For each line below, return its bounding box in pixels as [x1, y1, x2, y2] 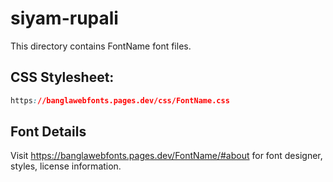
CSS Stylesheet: [10, 69, 115, 86]
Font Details [10, 123, 87, 141]
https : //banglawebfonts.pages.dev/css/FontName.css [10, 95, 230, 106]
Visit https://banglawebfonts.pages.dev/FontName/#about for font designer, [10, 150, 323, 162]
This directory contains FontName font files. [10, 40, 192, 52]
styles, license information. [10, 160, 122, 172]
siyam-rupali [10, 7, 119, 30]
